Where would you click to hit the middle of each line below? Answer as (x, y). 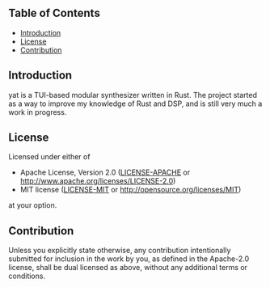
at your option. (33, 205)
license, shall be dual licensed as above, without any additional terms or (128, 268)
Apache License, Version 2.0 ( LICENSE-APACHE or (105, 172)
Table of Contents (55, 13)
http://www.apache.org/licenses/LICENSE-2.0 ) (98, 181)
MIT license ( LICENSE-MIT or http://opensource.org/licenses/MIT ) (131, 190)
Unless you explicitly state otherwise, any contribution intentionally (120, 251)
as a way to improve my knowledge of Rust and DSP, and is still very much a (135, 103)
